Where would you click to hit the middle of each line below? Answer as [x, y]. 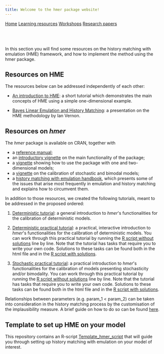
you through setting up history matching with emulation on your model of [79, 342]
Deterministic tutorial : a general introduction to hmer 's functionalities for [85, 213]
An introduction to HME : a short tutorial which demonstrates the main [82, 96]
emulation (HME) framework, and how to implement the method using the [79, 54]
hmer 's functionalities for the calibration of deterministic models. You [82, 233]
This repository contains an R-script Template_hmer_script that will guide [79, 337]
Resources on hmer [35, 131]
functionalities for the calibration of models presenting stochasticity [80, 269]
